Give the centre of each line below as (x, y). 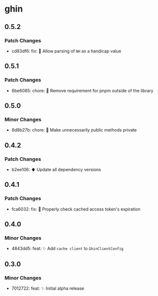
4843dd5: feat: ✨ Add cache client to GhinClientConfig (67, 249)
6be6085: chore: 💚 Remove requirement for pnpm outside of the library (82, 90)
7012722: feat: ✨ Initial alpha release (48, 288)
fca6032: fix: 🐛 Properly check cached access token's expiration (76, 209)
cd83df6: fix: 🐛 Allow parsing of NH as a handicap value (66, 51)
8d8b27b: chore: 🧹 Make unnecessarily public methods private (74, 130)
